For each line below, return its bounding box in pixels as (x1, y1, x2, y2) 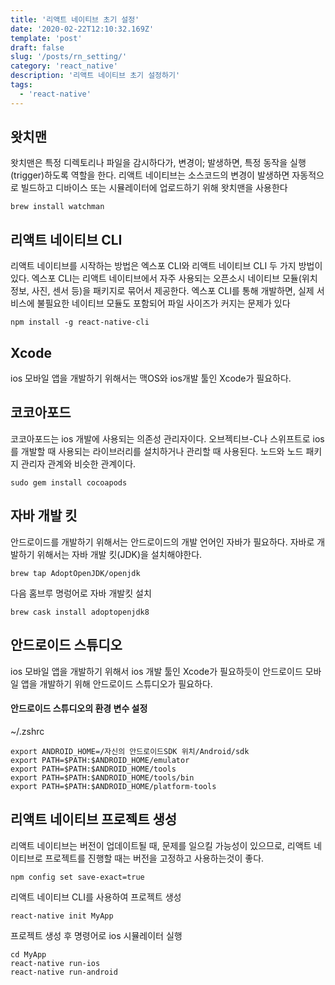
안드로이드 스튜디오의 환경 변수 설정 (10, 702, 148, 715)
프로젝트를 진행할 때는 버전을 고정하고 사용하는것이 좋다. (44, 852, 265, 864)
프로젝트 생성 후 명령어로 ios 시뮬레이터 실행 (10, 929, 183, 941)
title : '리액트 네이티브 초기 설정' (10, 14, 140, 25)
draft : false (10, 42, 65, 53)
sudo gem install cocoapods (10, 477, 128, 488)
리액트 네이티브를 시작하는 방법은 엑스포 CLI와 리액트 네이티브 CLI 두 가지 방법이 (10, 260, 323, 272)
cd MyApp (10, 949, 47, 960)
